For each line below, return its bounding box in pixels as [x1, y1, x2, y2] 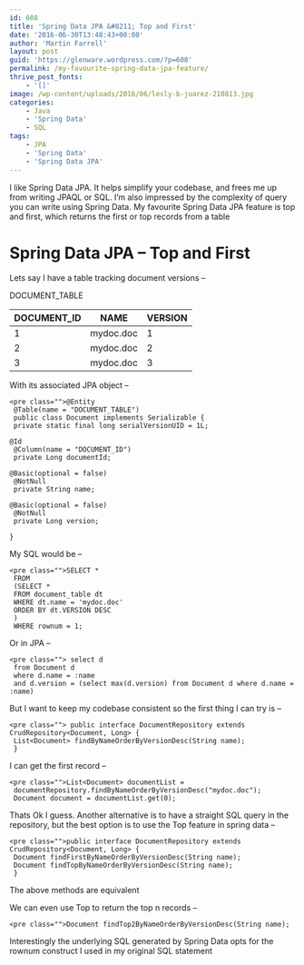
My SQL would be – [9, 549, 83, 560]
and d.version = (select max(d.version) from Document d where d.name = [13, 679, 295, 689]
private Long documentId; [13, 453, 112, 463]
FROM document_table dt [13, 590, 103, 600]
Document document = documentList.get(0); [13, 794, 177, 803]
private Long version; [13, 517, 100, 526]
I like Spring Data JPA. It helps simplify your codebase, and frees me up [9, 182, 278, 193]
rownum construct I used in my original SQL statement [9, 946, 213, 957]
